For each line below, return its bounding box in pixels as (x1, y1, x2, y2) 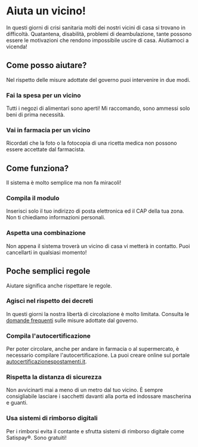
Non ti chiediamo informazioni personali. (6, 214, 106, 221)
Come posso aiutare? (6, 60, 87, 71)
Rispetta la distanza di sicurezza (6, 373, 102, 381)
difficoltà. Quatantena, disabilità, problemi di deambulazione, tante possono (6, 30, 192, 37)
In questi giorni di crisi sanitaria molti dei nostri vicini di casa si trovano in (6, 24, 186, 31)
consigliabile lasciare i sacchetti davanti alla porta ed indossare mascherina (6, 393, 192, 400)
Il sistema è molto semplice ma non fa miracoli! (6, 179, 122, 186)
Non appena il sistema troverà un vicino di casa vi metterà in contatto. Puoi (6, 242, 190, 249)
